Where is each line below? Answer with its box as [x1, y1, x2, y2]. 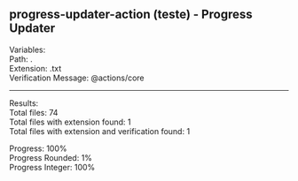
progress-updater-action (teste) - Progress [9, 7, 253, 22]
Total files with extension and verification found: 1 [9, 125, 191, 136]
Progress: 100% [9, 143, 68, 154]
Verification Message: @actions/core [9, 72, 145, 83]
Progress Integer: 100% [9, 162, 96, 172]
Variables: [9, 44, 46, 55]
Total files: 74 [9, 107, 59, 117]
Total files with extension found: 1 [9, 117, 131, 127]
